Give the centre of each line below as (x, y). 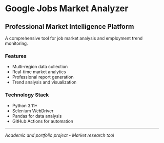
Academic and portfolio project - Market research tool (60, 135)
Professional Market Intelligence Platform (70, 27)
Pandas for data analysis (37, 116)
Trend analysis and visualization (44, 82)
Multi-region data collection (40, 67)
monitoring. (17, 43)
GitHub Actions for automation (43, 121)
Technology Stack (27, 95)
